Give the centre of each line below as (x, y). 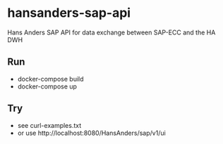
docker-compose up (47, 86)
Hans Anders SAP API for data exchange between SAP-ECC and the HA (111, 32)
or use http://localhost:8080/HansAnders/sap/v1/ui (91, 133)
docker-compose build (50, 79)
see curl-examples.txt (49, 125)
